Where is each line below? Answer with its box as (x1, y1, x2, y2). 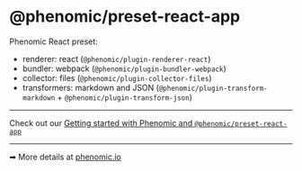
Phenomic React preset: (9, 36, 99, 47)
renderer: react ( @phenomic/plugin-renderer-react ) (22, 53, 211, 64)
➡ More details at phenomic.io (9, 151, 121, 162)
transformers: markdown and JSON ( (22, 82, 160, 93)
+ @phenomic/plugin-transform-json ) (57, 92, 193, 103)
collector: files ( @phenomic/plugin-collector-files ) (22, 72, 212, 83)
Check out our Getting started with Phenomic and (9, 117, 193, 128)
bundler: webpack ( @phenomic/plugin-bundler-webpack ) (22, 63, 226, 74)
